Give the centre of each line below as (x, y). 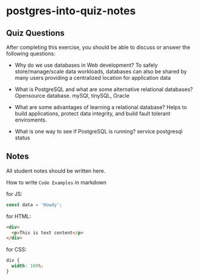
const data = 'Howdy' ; (34, 205)
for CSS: (16, 250)
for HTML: (19, 216)
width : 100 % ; (28, 266)
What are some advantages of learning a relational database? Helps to (101, 107)
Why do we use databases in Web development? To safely (86, 65)
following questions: (31, 54)
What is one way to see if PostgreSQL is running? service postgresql (99, 131)
